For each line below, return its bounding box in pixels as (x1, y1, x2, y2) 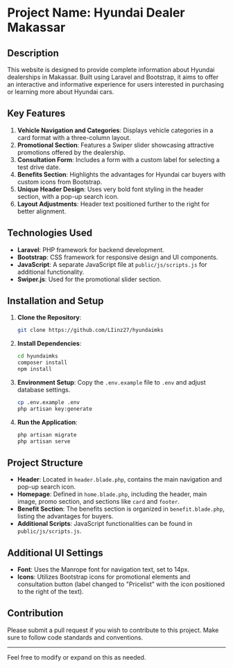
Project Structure (7, 457, 83, 468)
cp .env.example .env (17, 398, 80, 406)
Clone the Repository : (17, 313, 82, 322)
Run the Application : (17, 418, 78, 426)
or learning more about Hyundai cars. (7, 88, 114, 96)
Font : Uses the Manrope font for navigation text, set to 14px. (17, 565, 189, 574)
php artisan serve (17, 438, 71, 445)
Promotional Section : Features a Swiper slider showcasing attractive (17, 141, 214, 149)
